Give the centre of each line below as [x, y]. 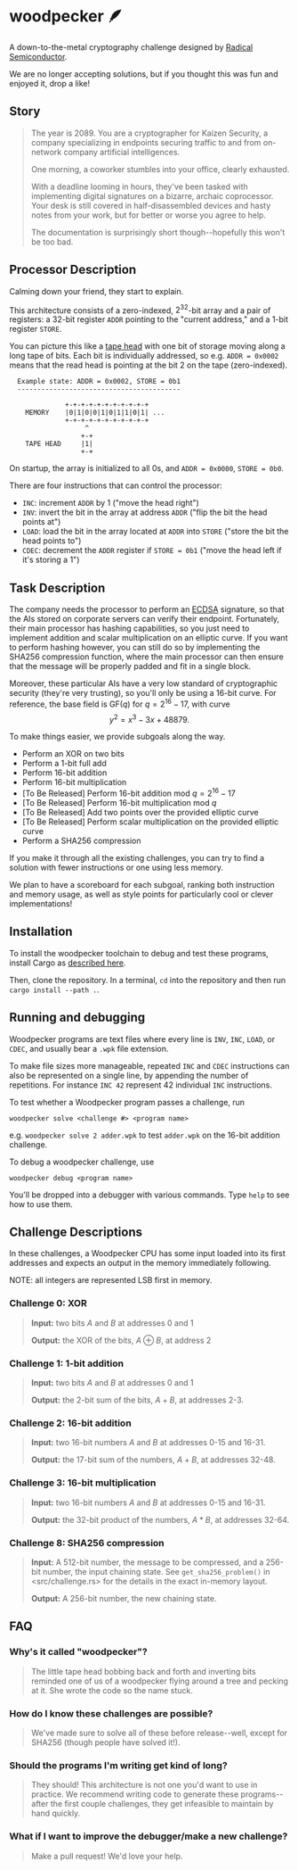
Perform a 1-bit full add [64, 764]
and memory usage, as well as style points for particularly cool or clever [141, 894]
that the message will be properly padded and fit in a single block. [130, 666]
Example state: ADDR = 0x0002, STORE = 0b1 [99, 382]
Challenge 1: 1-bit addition [67, 1363]
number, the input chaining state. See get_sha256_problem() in [157, 1571]
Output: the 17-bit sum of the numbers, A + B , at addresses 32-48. [153, 1460]
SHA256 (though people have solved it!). [105, 1742]
